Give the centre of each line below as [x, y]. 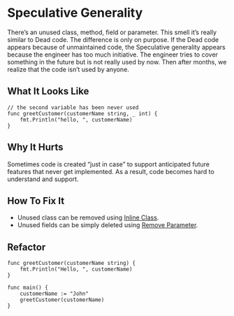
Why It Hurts [36, 147]
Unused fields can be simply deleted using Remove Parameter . [108, 225]
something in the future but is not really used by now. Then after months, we [117, 62]
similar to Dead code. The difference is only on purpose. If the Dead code [113, 39]
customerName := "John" [54, 294]
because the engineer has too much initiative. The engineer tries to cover [113, 55]
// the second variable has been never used [73, 107]
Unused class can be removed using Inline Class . [88, 217]
